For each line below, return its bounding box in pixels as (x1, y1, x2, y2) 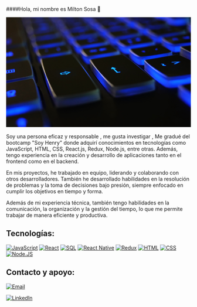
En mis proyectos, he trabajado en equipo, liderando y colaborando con (6, 169, 179, 176)
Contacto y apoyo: (6, 267, 75, 278)
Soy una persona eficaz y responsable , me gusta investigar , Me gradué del (6, 133, 191, 140)
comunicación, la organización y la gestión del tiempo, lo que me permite (6, 206, 183, 212)
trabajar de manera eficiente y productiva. (6, 212, 108, 219)
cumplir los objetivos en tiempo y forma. (6, 188, 104, 195)
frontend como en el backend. (6, 158, 79, 165)
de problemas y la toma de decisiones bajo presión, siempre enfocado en (6, 182, 184, 189)
